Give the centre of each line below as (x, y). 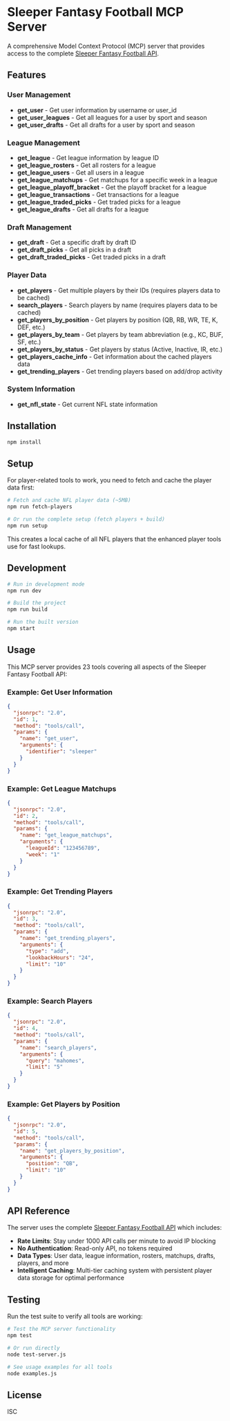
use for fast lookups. (37, 546)
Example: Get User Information (60, 692)
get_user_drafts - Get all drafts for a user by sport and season (106, 125)
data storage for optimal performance (70, 1278)
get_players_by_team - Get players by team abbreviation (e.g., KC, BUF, (120, 334)
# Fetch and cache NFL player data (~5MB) (69, 500)
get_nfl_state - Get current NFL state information (87, 404)
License (25, 1395)
